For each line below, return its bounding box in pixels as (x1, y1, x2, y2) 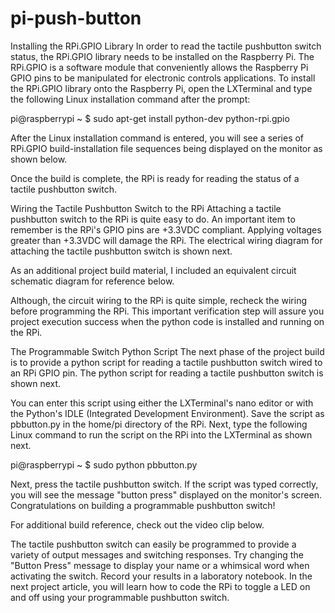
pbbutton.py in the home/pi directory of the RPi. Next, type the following (10, 418, 308, 430)
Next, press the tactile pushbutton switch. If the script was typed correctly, (10, 478, 319, 490)
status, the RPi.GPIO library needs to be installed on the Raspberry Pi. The (10, 50, 315, 62)
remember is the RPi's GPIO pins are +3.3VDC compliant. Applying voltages (10, 223, 322, 236)
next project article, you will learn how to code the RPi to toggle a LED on (10, 580, 311, 592)
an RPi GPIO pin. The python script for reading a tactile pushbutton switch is (10, 367, 324, 379)
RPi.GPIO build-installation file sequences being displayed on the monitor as (10, 142, 323, 154)
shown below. (10, 153, 68, 165)
